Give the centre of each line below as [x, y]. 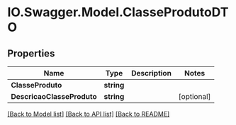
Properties [31, 53]
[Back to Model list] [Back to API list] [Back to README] [89, 114]
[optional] [195, 96]
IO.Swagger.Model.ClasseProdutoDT [118, 12]
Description [151, 73]
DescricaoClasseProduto [54, 96]
